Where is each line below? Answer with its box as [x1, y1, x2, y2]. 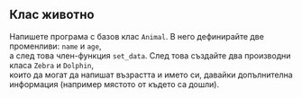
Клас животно [9, 7, 95, 22]
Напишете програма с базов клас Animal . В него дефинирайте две [9, 31, 264, 41]
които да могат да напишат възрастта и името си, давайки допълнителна [9, 69, 293, 80]
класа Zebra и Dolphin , [9, 59, 95, 70]
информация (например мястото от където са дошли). [9, 78, 219, 89]
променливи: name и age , [9, 40, 102, 51]
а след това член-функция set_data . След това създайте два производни [9, 49, 291, 61]
